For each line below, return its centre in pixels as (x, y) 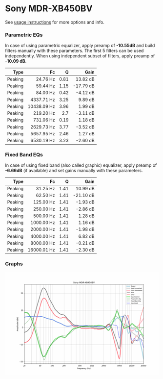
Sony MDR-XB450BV (49, 9)
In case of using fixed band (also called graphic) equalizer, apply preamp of (81, 165)
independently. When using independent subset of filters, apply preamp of (80, 56)
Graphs (14, 264)
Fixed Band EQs (24, 154)
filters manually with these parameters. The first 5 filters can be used (74, 51)
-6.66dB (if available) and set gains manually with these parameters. (74, 171)
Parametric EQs (24, 35)
